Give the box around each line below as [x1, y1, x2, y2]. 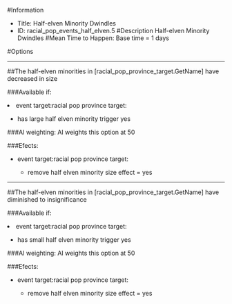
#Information [7, 6, 44, 14]
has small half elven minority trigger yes [17, 236, 131, 244]
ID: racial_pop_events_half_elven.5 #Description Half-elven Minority [17, 27, 210, 35]
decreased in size [7, 75, 58, 82]
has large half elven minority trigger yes [17, 115, 131, 123]
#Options [7, 48, 34, 55]
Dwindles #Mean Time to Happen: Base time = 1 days [17, 34, 169, 42]
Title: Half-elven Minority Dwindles [17, 19, 116, 27]
